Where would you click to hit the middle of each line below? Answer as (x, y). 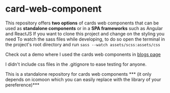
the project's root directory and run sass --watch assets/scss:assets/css (83, 44)
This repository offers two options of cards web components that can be (82, 23)
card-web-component (54, 9)
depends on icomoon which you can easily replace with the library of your (83, 79)
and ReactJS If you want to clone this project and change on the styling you (85, 34)
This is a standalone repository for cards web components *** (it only (78, 74)
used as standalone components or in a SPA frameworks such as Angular (84, 28)
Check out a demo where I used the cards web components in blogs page (83, 54)
